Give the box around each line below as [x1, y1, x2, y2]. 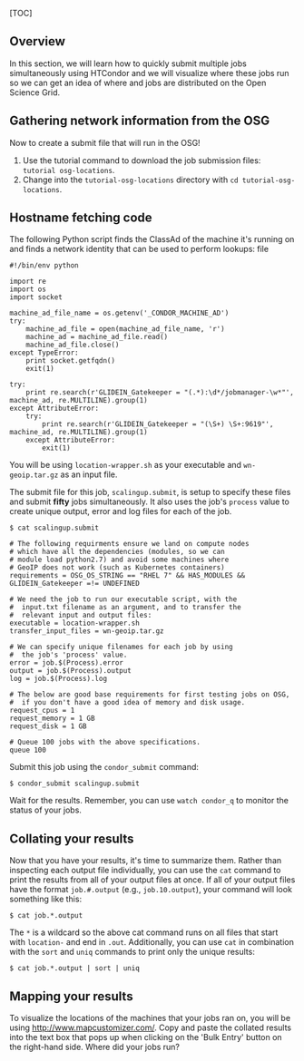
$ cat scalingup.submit [9, 523, 100, 533]
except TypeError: [9, 348, 79, 357]
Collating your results [9, 831, 134, 846]
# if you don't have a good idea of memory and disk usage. [9, 698, 246, 707]
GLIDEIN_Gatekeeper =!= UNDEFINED [9, 579, 141, 589]
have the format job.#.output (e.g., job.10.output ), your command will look [9, 884, 293, 895]
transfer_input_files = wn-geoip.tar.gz [9, 627, 165, 636]
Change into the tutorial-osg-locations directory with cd [22, 174, 239, 185]
